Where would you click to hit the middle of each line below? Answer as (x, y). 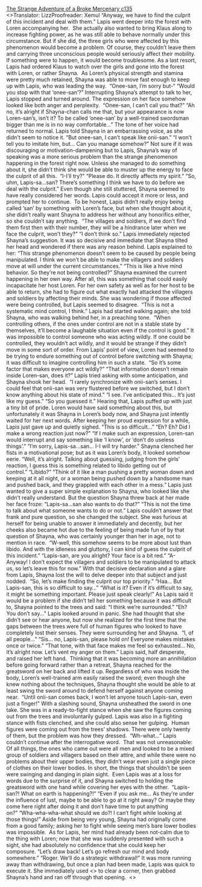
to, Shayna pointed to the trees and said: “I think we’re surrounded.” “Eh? (97, 607)
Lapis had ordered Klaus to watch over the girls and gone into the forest (96, 67)
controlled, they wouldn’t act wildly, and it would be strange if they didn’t (96, 343)
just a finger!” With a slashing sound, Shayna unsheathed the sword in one (99, 704)
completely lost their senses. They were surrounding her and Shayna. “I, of (100, 633)
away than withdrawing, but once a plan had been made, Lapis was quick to (100, 864)
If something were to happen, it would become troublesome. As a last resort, (101, 60)
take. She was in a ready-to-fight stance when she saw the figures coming (99, 710)
